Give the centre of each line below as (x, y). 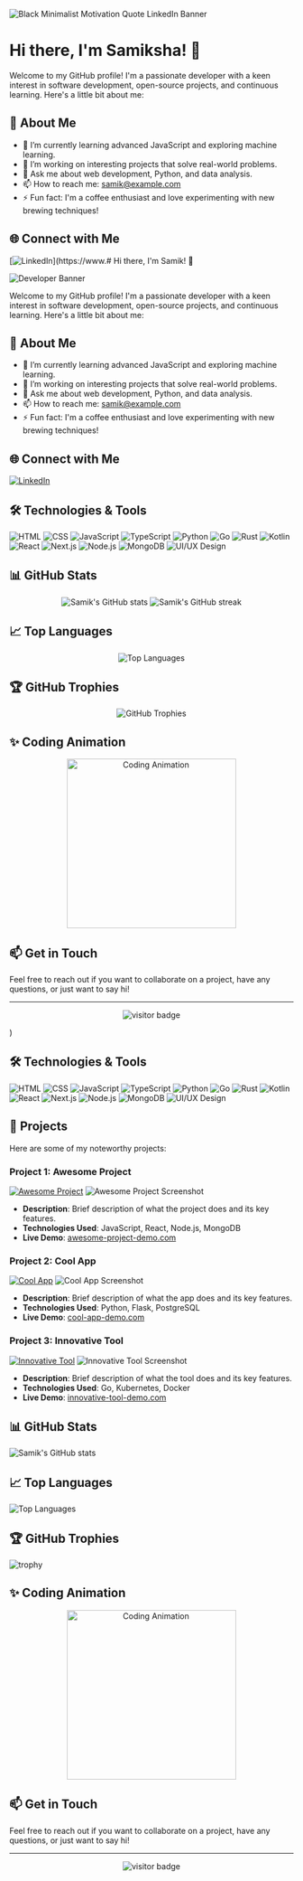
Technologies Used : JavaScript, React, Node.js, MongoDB (132, 1227)
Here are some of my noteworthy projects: (88, 1148)
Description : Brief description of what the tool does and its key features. (157, 1378)
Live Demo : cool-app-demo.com (83, 1317)
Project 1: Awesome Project (70, 1171)
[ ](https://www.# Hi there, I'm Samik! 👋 (101, 260)
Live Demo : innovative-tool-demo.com (94, 1397)
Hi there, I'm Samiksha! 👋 (105, 51)
